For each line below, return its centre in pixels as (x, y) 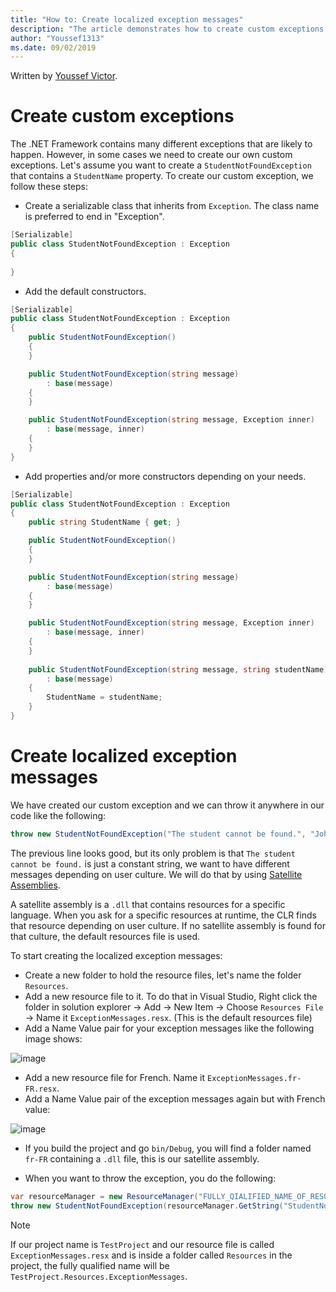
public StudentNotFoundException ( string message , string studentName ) (178, 669)
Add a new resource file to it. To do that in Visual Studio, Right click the (171, 996)
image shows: (53, 1038)
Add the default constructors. (85, 291)
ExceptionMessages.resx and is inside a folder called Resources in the (151, 1255)
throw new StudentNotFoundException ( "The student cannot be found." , (158, 834)
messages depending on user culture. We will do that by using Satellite (156, 874)
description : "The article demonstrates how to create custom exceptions (167, 29)
